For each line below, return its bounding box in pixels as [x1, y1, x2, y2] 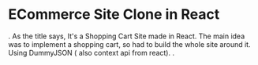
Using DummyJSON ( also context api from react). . [8, 48, 175, 57]
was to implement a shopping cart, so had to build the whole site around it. [8, 39, 251, 49]
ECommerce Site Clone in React [8, 5, 220, 23]
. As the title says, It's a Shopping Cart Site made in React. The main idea [8, 31, 245, 41]
